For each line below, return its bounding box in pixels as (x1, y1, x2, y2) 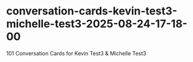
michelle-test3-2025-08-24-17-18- (6, 17, 188, 31)
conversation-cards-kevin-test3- (6, 4, 178, 18)
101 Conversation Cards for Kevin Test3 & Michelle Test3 (6, 49, 147, 57)
